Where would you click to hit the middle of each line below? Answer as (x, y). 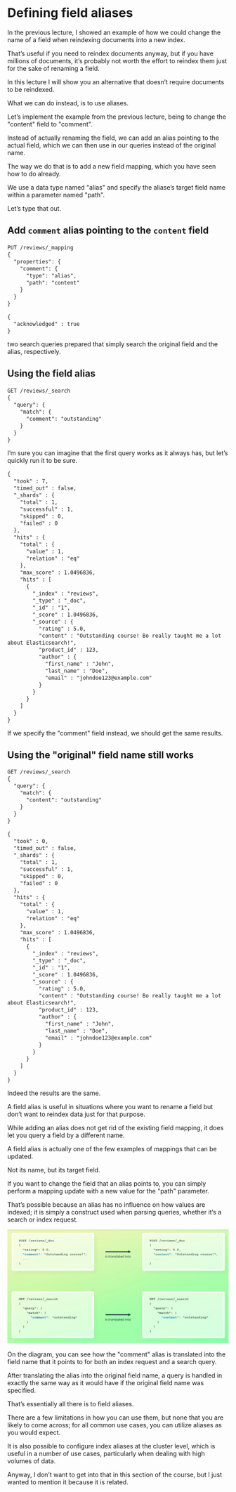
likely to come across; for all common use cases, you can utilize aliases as (115, 1425)
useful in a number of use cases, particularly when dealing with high (106, 1453)
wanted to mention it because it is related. (68, 1482)
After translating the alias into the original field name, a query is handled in (115, 1375)
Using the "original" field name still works (101, 755)
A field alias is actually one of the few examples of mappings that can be (112, 1149)
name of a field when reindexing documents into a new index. (96, 39)
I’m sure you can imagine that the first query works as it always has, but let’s (118, 453)
